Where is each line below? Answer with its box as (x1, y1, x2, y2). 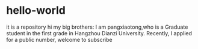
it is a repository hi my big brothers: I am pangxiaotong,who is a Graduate (6, 23, 188, 30)
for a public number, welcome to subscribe (6, 36, 113, 43)
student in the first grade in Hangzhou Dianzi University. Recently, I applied (6, 29, 193, 36)
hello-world (6, 4, 66, 17)
